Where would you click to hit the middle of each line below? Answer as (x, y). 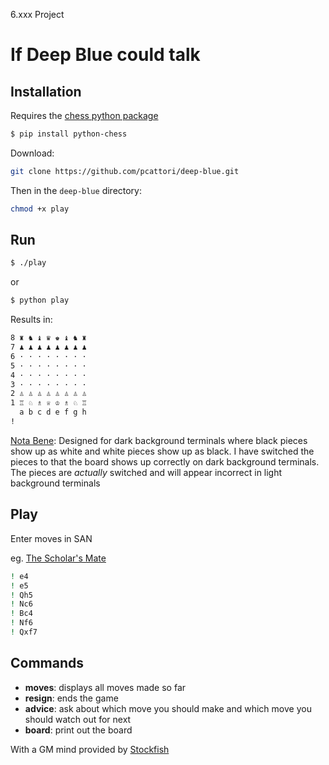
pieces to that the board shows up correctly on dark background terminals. (165, 461)
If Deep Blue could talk (105, 55)
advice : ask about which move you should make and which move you (168, 708)
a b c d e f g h (53, 412)
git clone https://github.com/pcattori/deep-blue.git (125, 171)
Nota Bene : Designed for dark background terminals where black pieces (159, 440)
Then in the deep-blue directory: (76, 190)
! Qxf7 (24, 632)
